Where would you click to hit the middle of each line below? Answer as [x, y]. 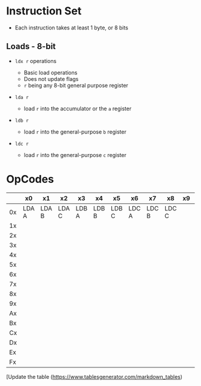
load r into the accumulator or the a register [77, 108]
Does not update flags [51, 79]
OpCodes [30, 179]
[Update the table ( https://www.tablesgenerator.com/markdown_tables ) [94, 376]
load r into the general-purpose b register [75, 132]
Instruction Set [44, 11]
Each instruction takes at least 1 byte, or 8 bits [71, 28]
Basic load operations [51, 73]
